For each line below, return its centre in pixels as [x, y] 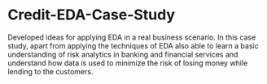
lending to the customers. [50, 71]
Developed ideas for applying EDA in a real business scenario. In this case [132, 37]
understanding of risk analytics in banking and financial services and [123, 54]
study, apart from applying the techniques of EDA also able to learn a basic [133, 45]
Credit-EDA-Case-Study [92, 15]
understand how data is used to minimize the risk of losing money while [128, 63]
